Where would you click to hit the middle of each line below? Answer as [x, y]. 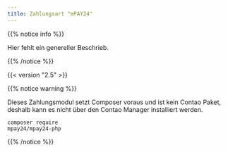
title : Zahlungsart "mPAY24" [50, 14]
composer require [33, 122]
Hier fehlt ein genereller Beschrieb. [58, 47]
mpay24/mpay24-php [34, 128]
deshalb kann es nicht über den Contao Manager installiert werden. [105, 109]
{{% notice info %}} [36, 34]
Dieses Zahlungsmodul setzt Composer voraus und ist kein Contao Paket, [114, 102]
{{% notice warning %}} [42, 88]
